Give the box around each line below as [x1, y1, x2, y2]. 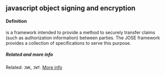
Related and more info [6, 51, 53, 57]
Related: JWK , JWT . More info [6, 64, 62, 70]
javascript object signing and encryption [6, 4, 136, 13]
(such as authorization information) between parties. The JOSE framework [6, 35, 160, 41]
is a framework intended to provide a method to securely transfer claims [6, 29, 155, 35]
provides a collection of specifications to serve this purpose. [6, 40, 131, 46]
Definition [6, 18, 27, 24]
